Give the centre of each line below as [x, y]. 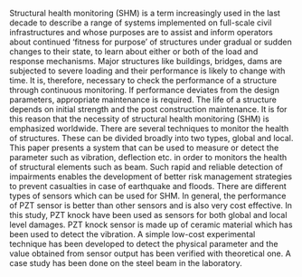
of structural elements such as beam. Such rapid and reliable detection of [146, 167]
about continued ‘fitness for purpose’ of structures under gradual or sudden [151, 42]
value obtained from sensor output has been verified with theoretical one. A [150, 253]
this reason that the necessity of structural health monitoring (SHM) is [139, 119]
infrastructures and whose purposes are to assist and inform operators [141, 32]
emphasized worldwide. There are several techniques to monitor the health [149, 129]
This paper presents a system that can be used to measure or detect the [144, 148]
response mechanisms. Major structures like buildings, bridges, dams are [146, 61]
